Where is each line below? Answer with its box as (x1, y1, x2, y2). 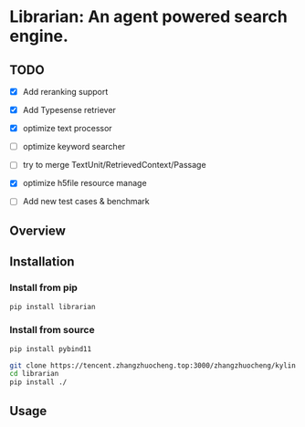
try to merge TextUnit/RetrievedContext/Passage (22, 160, 207, 171)
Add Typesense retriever (22, 105, 117, 116)
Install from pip (9, 281, 78, 294)
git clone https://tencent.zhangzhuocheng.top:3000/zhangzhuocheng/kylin (9, 360, 297, 370)
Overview (9, 223, 67, 238)
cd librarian (9, 370, 59, 379)
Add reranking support (22, 87, 109, 97)
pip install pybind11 (9, 344, 92, 353)
